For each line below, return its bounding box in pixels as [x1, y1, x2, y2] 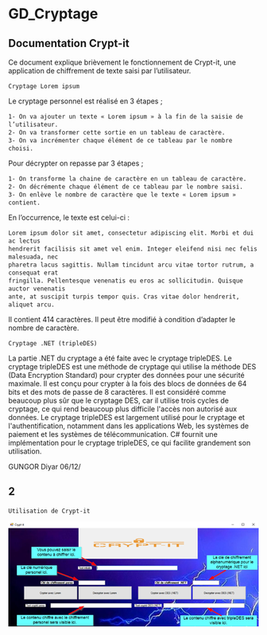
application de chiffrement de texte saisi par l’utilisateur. [8, 66, 192, 76]
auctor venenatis [8, 285, 66, 293]
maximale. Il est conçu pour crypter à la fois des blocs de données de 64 [8, 379, 247, 388]
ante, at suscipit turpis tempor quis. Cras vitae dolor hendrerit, [8, 293, 240, 301]
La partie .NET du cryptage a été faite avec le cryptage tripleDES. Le [8, 353, 233, 363]
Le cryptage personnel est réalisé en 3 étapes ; [8, 96, 163, 106]
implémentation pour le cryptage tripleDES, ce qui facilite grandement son [8, 438, 251, 447]
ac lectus [8, 237, 41, 245]
